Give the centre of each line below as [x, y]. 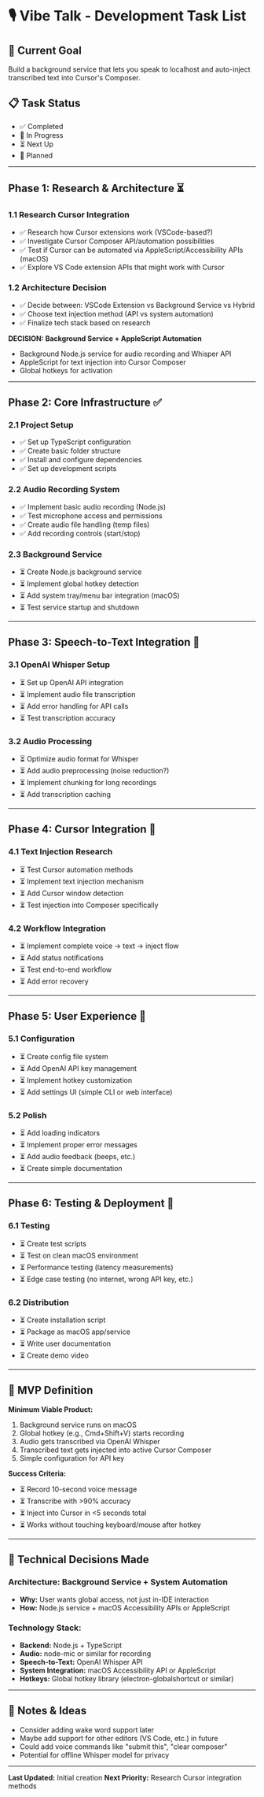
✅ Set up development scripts [68, 469]
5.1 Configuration [42, 1039]
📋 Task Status [44, 104]
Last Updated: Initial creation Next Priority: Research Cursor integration [125, 1777]
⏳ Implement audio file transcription [77, 694]
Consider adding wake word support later [87, 1729]
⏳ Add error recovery [54, 981]
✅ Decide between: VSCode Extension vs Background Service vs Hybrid [137, 305]
